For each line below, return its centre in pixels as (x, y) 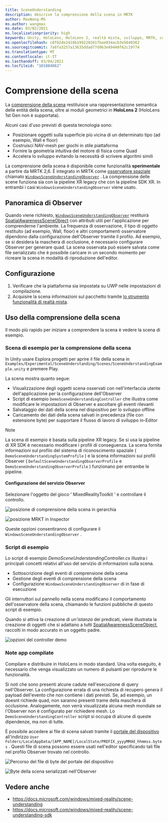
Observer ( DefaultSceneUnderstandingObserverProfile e (63, 461)
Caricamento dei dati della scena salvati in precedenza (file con (78, 415)
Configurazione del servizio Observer (45, 483)
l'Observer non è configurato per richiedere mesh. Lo (60, 711)
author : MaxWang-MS (25, 19)
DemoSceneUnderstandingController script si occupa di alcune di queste (78, 716)
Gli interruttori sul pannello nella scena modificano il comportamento (76, 599)
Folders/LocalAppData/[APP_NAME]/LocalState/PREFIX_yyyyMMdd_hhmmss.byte (84, 742)
